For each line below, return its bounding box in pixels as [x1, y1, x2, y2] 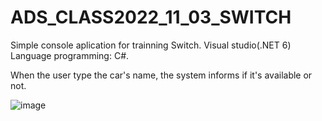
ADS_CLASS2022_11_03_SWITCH [10, 6, 292, 29]
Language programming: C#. [10, 49, 130, 61]
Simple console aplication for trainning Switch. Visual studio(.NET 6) [10, 39, 292, 51]
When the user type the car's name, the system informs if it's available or [10, 69, 313, 81]
